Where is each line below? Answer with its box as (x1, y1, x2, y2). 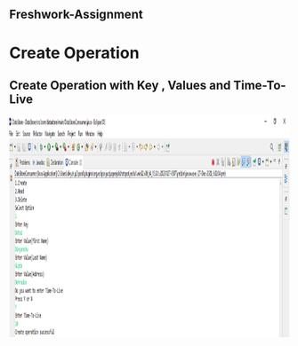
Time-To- (232, 77, 286, 92)
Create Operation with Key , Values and (9, 77, 231, 92)
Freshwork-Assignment (9, 7, 144, 22)
